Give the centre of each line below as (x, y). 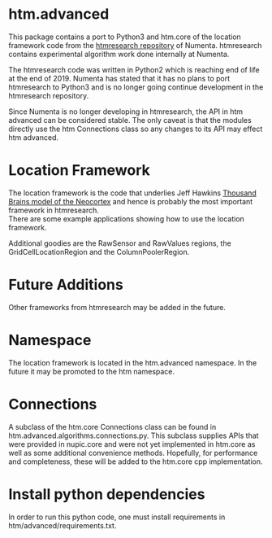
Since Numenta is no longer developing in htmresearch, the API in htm (126, 112)
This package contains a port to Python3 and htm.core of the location (125, 37)
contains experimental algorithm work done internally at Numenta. (119, 54)
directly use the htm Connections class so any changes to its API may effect (136, 129)
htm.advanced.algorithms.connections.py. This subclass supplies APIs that (134, 435)
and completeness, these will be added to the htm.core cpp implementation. (136, 461)
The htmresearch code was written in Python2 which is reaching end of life (134, 69)
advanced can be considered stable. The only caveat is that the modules (130, 120)
